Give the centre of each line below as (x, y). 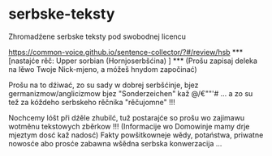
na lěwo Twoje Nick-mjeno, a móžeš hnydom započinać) (103, 69)
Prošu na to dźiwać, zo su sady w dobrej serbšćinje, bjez (104, 85)
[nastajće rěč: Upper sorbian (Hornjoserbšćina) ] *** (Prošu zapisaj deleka (133, 61)
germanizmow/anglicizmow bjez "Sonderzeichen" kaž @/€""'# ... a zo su (131, 93)
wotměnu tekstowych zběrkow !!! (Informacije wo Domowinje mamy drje (129, 126)
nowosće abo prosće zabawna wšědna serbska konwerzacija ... (115, 143)
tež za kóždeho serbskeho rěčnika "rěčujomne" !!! (92, 102)
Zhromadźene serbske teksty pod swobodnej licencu (97, 36)
